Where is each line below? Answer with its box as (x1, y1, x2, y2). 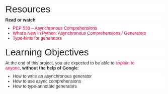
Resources (5, 4, 51, 15)
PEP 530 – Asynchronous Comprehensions (12, 25, 98, 31)
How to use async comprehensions (12, 78, 81, 84)
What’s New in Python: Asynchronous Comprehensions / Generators (12, 30, 146, 36)
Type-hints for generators (12, 35, 62, 41)
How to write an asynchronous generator (12, 73, 92, 79)
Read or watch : (5, 17, 37, 23)
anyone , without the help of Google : (5, 65, 79, 71)
